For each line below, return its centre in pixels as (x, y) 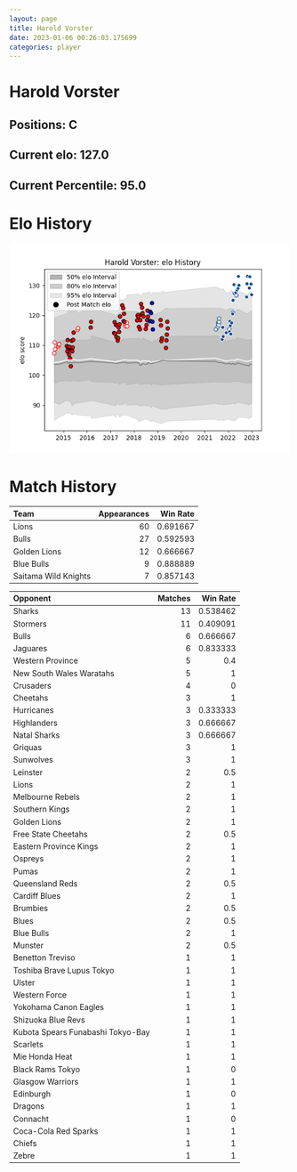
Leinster (28, 772)
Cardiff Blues (37, 896)
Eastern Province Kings (56, 846)
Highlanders (35, 723)
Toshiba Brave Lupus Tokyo (64, 970)
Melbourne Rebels (46, 797)
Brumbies (31, 909)
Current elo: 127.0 (59, 155)
